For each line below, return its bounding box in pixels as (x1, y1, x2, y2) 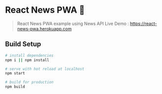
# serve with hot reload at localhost (5, 66, 84, 71)
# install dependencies (5, 53, 54, 58)
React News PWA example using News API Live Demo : (17, 21, 129, 26)
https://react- (130, 21, 157, 26)
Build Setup (5, 40, 41, 48)
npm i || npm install (5, 57, 50, 63)
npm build (5, 84, 26, 90)
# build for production (5, 80, 54, 85)
